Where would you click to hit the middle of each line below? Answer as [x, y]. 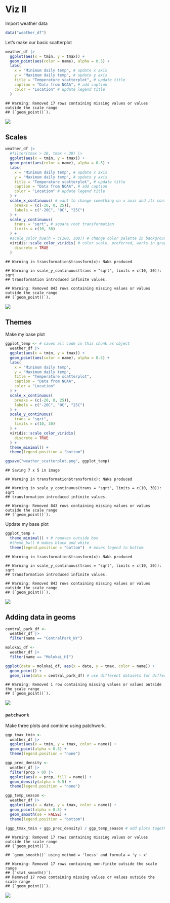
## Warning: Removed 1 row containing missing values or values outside [83, 685]
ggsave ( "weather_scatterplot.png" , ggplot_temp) [57, 461]
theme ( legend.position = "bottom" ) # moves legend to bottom [77, 548]
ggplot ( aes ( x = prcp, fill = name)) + [51, 777]
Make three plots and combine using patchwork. [56, 726]
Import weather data [27, 23]
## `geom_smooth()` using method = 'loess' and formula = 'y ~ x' [77, 855]
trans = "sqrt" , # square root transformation [64, 224]
